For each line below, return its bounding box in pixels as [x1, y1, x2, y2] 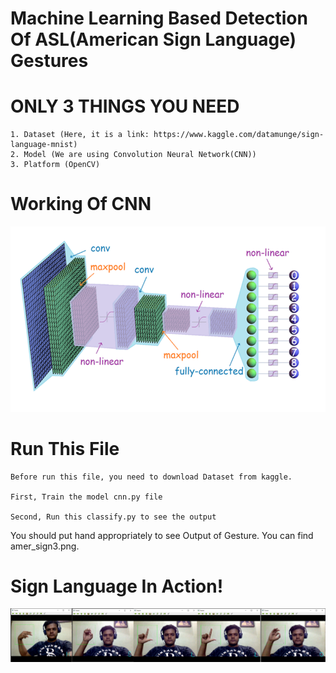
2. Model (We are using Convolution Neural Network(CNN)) [10, 150, 257, 160]
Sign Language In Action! [10, 575, 224, 597]
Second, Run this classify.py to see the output [10, 512, 217, 522]
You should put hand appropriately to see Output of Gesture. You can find [10, 529, 314, 541]
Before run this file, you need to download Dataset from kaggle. [10, 472, 293, 482]
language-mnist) [10, 140, 78, 150]
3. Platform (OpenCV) [10, 160, 101, 170]
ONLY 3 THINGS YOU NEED [10, 95, 240, 118]
